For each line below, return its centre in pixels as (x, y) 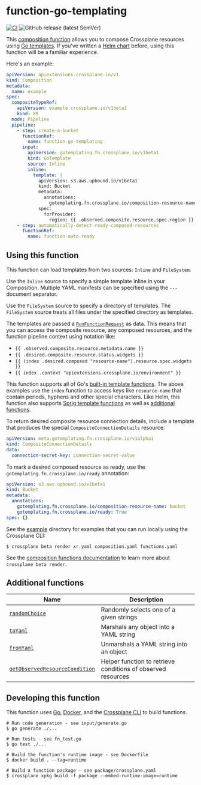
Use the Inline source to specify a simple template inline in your (86, 281)
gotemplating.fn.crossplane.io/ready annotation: (68, 473)
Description (146, 600)
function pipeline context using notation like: (61, 336)
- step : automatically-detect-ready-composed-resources (88, 225)
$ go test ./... (26, 744)
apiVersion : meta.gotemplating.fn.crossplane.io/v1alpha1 (80, 439)
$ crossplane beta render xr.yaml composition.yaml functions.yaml (92, 546)
